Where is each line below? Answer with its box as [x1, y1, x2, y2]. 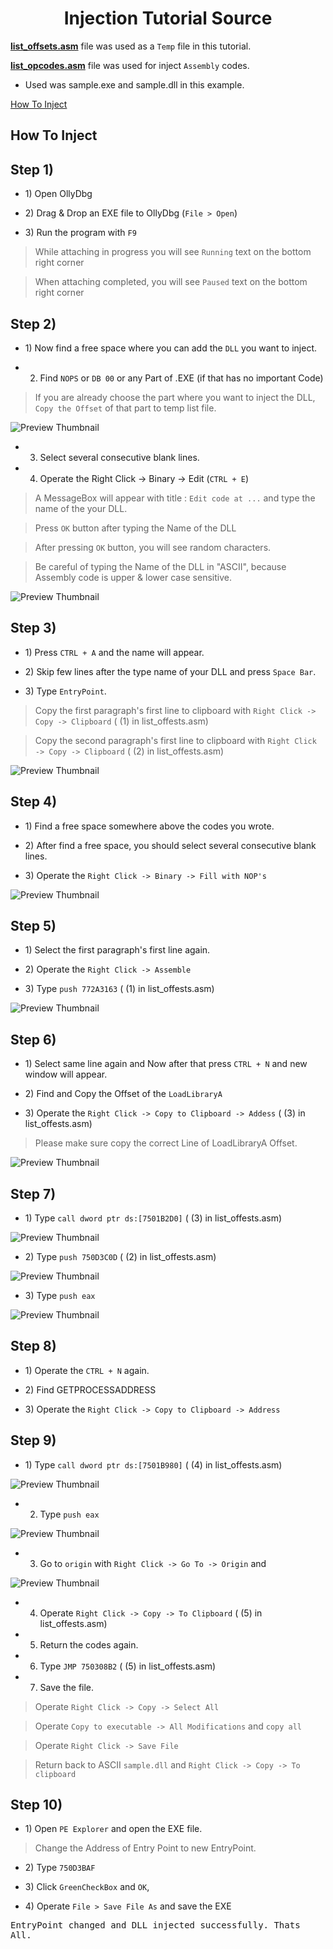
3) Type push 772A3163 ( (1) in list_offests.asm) [24, 983, 215, 995]
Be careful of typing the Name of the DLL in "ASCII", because [34, 560, 287, 572]
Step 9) [10, 1432, 57, 1449]
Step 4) [10, 793, 58, 811]
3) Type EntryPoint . [24, 685, 107, 697]
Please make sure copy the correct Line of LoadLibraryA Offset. [34, 1137, 298, 1149]
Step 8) [10, 1338, 57, 1355]
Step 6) [10, 1031, 57, 1048]
